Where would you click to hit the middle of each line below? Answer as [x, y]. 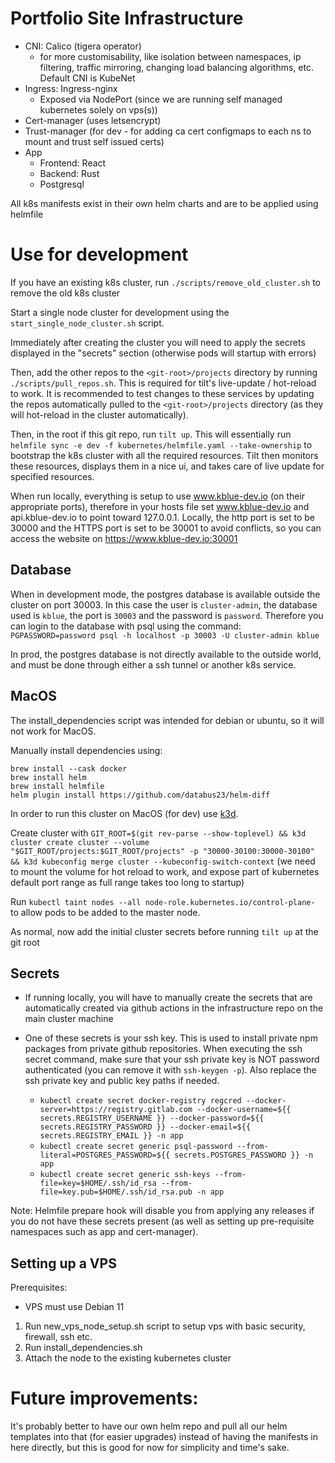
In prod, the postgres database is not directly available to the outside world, [166, 654]
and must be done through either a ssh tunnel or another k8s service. [153, 664]
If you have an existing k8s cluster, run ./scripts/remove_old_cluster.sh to [165, 282]
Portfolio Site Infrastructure [127, 18]
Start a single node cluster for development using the [120, 312]
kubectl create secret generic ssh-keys [125, 1175]
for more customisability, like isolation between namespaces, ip [170, 56]
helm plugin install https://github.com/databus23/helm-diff [140, 795]
